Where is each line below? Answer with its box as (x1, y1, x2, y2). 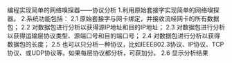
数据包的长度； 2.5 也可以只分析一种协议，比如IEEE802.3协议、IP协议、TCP (7, 40, 224, 48)
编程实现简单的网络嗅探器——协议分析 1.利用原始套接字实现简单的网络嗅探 (7, 6, 220, 14)
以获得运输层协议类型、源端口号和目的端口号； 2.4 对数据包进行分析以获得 (7, 32, 220, 40)
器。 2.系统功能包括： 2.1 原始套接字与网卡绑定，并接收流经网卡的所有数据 (7, 14, 220, 23)
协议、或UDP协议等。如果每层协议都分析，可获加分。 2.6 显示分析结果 (7, 49, 209, 57)
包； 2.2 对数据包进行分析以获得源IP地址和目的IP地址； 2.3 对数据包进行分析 (7, 23, 226, 31)
